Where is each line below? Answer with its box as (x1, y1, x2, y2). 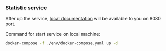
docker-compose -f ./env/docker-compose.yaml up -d (5, 41, 118, 46)
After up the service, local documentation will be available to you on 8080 (5, 16, 161, 22)
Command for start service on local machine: (5, 31, 101, 37)
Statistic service (5, 4, 47, 11)
